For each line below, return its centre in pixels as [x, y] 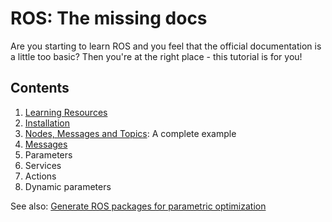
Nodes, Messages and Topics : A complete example [130, 133]
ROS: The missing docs [109, 18]
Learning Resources [66, 112]
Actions [40, 176]
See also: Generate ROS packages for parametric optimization [138, 206]
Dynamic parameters [68, 186]
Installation [47, 123]
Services [43, 165]
